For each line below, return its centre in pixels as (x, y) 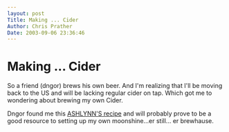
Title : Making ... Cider (43, 20)
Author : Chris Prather (40, 26)
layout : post (26, 13)
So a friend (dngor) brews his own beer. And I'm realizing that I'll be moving (115, 86)
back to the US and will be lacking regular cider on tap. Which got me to (110, 93)
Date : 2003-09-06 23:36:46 (46, 33)
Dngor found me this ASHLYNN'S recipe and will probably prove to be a (109, 113)
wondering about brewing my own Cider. (65, 100)
